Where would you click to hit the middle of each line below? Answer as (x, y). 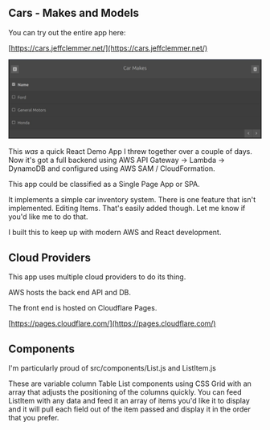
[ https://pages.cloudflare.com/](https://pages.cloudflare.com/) (112, 323)
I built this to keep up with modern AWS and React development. (115, 233)
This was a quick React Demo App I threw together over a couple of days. (131, 152)
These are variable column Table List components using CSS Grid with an (130, 383)
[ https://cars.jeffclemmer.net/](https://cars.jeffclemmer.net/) (108, 48)
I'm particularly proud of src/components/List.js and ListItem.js (112, 367)
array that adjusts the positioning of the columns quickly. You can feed (125, 391)
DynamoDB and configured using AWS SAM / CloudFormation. (112, 168)
